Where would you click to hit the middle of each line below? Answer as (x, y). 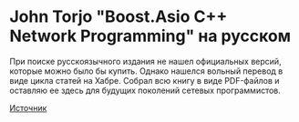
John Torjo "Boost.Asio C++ (119, 17)
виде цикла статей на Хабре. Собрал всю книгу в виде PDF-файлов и (144, 80)
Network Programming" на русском (150, 36)
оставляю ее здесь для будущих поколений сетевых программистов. (145, 90)
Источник (28, 107)
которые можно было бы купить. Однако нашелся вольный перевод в (146, 71)
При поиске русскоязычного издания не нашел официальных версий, (145, 61)
